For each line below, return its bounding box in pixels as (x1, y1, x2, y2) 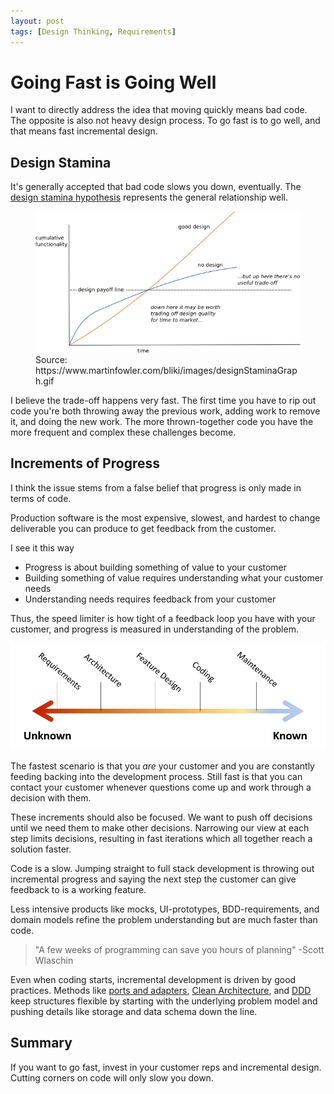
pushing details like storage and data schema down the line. (10, 1005, 258, 1017)
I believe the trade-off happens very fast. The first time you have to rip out (10, 394, 317, 406)
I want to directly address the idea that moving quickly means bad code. (10, 104, 308, 116)
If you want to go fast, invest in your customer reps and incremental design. (10, 1061, 322, 1073)
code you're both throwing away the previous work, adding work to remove (10, 405, 321, 417)
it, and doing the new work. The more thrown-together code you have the (10, 415, 314, 427)
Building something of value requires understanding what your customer (24, 571, 324, 584)
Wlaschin (34, 954, 74, 966)
